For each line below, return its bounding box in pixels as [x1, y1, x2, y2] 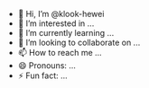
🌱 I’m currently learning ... [17, 28, 115, 38]
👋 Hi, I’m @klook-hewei [17, 9, 105, 19]
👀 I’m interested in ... [17, 18, 95, 29]
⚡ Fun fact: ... [17, 70, 68, 81]
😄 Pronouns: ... [17, 60, 77, 71]
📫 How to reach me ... [17, 48, 102, 57]
